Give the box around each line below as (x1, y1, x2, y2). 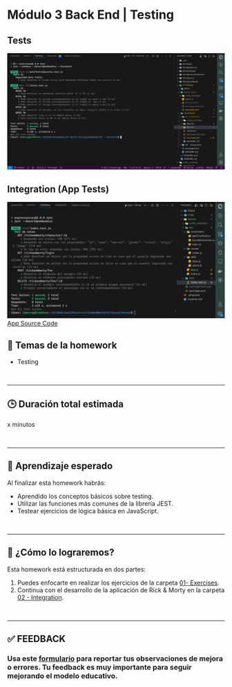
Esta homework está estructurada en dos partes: (7, 565, 146, 574)
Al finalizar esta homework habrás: (7, 478, 106, 487)
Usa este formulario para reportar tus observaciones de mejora (7, 654, 223, 663)
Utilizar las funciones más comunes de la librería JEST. (17, 499, 174, 508)
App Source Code (7, 319, 58, 328)
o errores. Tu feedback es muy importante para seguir (7, 662, 192, 672)
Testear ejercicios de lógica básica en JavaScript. (17, 506, 159, 515)
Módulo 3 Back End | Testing (7, 7, 175, 23)
